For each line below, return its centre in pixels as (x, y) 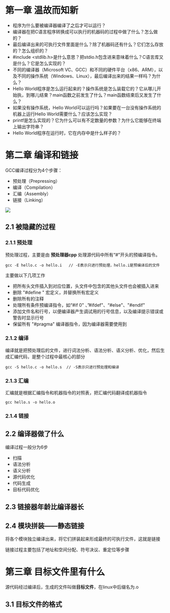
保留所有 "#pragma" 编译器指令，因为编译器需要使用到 (70, 324)
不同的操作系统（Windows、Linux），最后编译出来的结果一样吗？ (84, 76)
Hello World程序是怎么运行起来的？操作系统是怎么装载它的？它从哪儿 (84, 89)
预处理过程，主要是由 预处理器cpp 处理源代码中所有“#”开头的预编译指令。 (83, 255)
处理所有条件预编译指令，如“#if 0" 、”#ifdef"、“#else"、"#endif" (79, 305)
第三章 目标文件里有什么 (55, 572)
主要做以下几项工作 (25, 275)
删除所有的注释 (28, 299)
